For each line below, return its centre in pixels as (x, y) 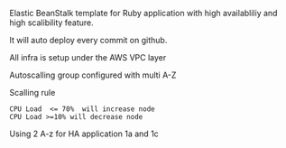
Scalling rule (32, 92)
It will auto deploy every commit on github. (88, 40)
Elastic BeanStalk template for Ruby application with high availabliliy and (143, 13)
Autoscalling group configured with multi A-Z (93, 75)
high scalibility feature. (52, 23)
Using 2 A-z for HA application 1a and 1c (84, 134)
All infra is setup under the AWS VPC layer (88, 57)
